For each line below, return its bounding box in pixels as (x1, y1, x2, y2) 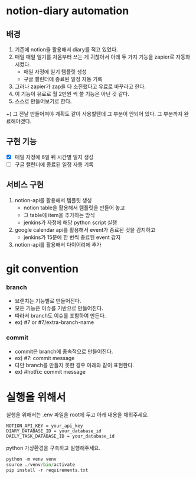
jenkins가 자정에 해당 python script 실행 (23, 219, 117, 226)
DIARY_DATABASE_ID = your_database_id (6, 428, 102, 434)
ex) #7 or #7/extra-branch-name (14, 319, 94, 326)
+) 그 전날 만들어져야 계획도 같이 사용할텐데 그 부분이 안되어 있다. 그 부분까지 (6, 111, 183, 117)
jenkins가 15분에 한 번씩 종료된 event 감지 (23, 234, 121, 241)
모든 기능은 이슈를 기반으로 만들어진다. (14, 305, 103, 312)
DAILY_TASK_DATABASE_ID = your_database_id (6, 433, 115, 439)
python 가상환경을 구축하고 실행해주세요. (6, 445, 100, 452)
